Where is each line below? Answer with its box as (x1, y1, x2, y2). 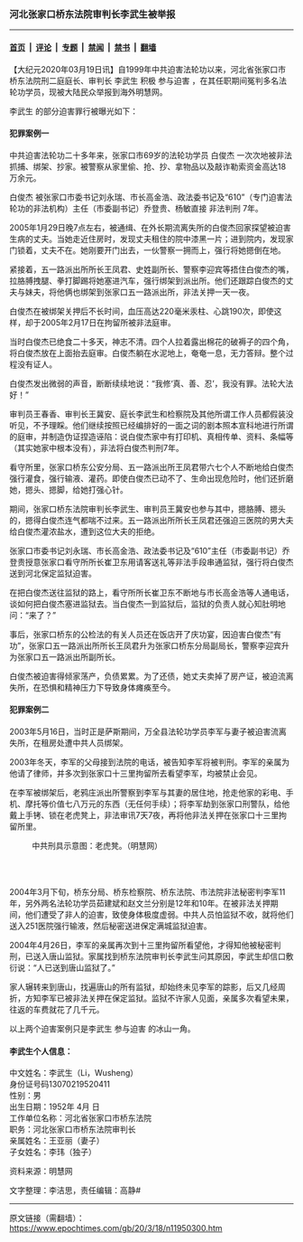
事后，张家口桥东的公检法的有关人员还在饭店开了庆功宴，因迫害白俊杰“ (9, 628, 274, 639)
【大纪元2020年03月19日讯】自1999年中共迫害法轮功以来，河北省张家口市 (9, 63, 287, 74)
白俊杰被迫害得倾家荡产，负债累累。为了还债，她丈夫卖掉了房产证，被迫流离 (9, 671, 294, 682)
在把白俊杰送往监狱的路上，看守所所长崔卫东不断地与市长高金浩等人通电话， (9, 587, 294, 597)
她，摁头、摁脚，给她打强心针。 (9, 484, 128, 494)
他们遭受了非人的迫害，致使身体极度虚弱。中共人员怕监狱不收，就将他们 (24, 908, 294, 919)
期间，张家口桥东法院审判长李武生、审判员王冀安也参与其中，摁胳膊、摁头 (9, 503, 286, 514)
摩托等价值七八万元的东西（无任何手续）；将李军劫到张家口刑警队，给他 (24, 798, 290, 809)
